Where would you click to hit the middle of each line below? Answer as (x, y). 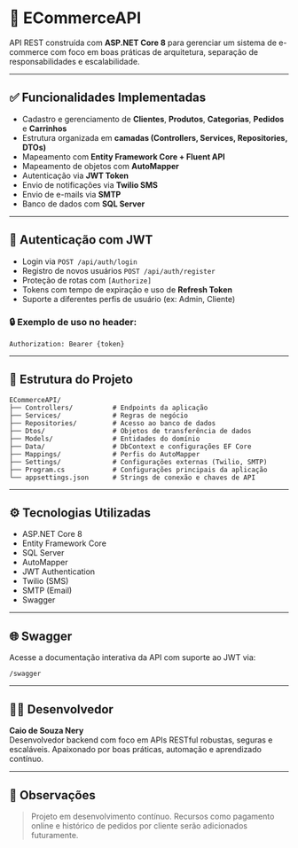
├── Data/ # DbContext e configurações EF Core (130, 447)
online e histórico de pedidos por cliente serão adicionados (139, 825)
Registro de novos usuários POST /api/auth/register (118, 270)
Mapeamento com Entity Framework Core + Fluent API (124, 156)
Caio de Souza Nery (47, 731)
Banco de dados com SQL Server (83, 204)
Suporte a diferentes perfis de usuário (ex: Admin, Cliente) (129, 299)
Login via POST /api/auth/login (79, 261)
